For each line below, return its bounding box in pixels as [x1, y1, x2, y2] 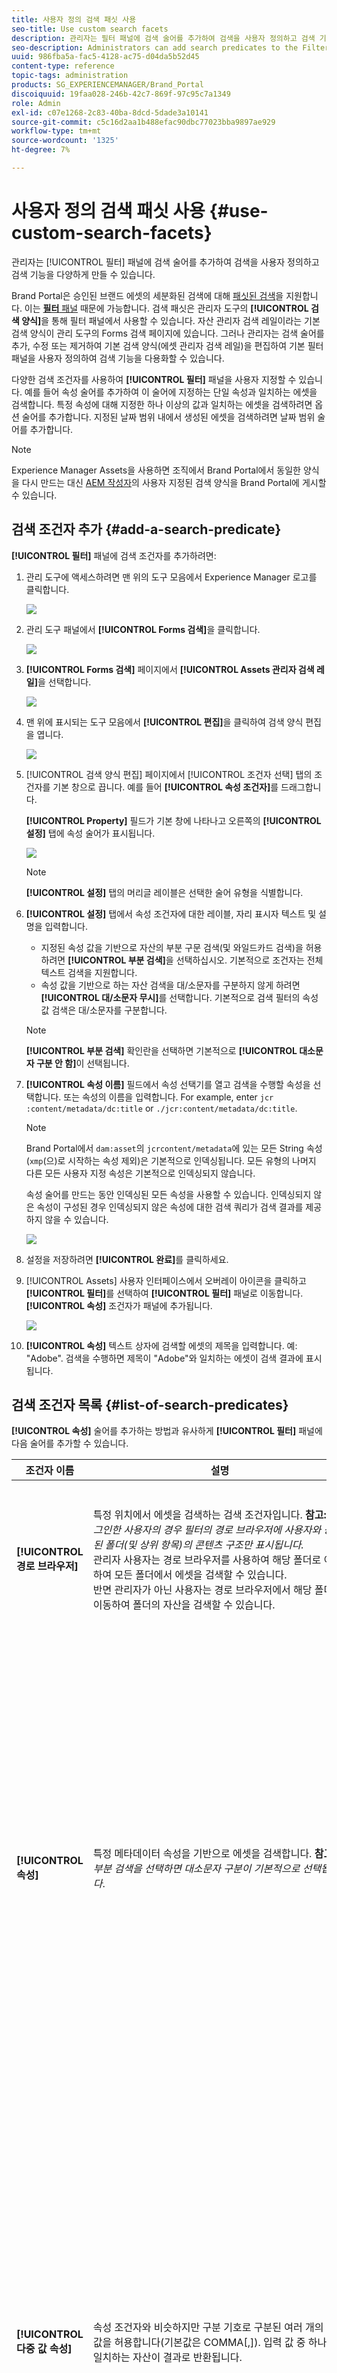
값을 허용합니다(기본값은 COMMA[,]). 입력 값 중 [92, 2336, 306, 2350]
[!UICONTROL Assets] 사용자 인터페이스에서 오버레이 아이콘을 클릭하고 [25, 1274, 307, 1286]
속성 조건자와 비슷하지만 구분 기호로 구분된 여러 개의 [92, 2321, 324, 2335]
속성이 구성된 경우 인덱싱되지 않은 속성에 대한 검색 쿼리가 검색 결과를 [36, 1201, 304, 1213]
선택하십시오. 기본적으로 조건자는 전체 [175, 954, 324, 966]
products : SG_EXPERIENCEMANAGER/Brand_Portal [11, 80, 204, 90]
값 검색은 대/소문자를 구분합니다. [40, 1004, 168, 1016]
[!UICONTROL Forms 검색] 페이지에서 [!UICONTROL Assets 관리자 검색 [25, 663, 315, 675]
